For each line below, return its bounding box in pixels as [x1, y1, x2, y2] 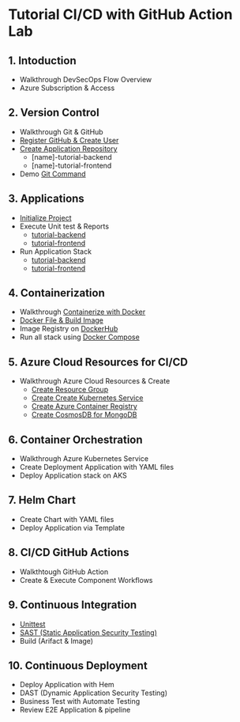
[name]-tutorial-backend [31, 152, 112, 161]
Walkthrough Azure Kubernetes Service [19, 454, 148, 463]
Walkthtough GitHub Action [19, 567, 109, 576]
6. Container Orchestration [8, 433, 144, 446]
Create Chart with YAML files [19, 514, 114, 524]
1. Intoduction [8, 54, 77, 67]
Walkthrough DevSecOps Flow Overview [19, 75, 152, 84]
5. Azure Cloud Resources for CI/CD [8, 355, 188, 369]
